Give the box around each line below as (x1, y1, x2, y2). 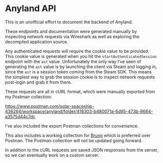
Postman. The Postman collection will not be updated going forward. (5, 137, 143, 144)
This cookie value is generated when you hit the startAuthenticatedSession (5, 53, 157, 59)
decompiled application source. (5, 38, 69, 44)
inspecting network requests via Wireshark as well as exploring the (5, 34, 140, 39)
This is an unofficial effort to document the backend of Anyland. (5, 19, 133, 25)
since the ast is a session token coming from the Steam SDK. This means (5, 69, 152, 74)
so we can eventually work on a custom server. (5, 152, 100, 158)
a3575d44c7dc (5, 113, 36, 119)
